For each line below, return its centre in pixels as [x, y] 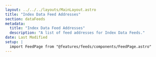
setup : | [14, 42]
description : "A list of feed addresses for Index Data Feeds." [77, 33]
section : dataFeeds [25, 19]
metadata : [15, 24]
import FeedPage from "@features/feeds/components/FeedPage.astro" [81, 47]
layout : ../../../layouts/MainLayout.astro [51, 10]
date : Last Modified [26, 38]
